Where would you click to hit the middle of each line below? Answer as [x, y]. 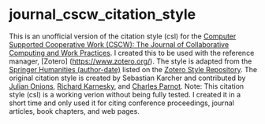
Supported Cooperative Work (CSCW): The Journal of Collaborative [119, 44]
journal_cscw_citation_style [103, 15]
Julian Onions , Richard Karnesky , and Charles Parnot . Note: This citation [127, 86]
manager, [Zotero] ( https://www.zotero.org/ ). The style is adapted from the [131, 61]
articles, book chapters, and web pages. [75, 111]
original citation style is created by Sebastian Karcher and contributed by [127, 78]
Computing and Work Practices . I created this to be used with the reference [132, 53]
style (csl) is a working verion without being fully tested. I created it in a [125, 94]
